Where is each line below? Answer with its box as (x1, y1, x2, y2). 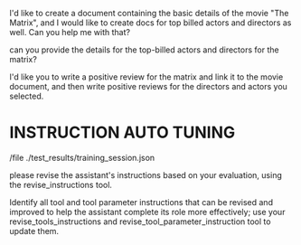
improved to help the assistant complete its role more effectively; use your (9, 206, 286, 217)
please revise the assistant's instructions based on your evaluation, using (9, 169, 283, 180)
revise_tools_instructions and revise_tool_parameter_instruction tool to (9, 216, 271, 227)
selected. (9, 90, 44, 101)
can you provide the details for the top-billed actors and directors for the (9, 44, 279, 55)
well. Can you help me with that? (9, 27, 131, 37)
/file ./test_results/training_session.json (9, 152, 155, 163)
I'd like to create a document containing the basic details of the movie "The (9, 8, 289, 18)
